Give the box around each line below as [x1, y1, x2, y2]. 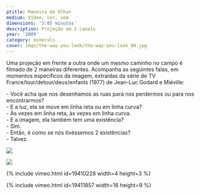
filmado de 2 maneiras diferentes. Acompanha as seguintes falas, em [6, 65, 179, 73]
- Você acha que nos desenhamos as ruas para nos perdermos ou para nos [6, 90, 195, 97]
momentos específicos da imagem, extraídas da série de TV [6, 72, 156, 79]
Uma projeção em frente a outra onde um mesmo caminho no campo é [6, 59, 183, 67]
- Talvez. [6, 135, 28, 142]
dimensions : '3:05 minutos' [6, 20, 77, 26]
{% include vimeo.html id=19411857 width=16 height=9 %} [6, 181, 152, 188]
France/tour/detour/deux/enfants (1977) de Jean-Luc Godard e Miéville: [6, 78, 185, 85]
